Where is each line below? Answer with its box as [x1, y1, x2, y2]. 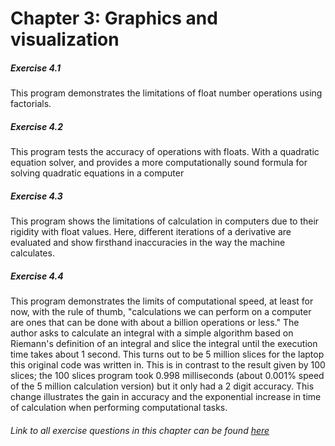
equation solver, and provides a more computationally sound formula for [10, 157, 308, 169]
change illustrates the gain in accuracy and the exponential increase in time [10, 391, 322, 403]
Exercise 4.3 [10, 190, 63, 202]
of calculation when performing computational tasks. [10, 402, 228, 414]
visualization [10, 28, 120, 51]
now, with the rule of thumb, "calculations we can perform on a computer [10, 306, 312, 318]
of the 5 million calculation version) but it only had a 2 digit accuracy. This [10, 380, 315, 392]
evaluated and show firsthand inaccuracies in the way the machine [10, 237, 286, 249]
